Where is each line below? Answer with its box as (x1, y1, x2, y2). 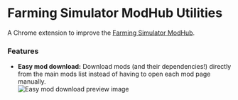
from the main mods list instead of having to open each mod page (17, 70, 211, 79)
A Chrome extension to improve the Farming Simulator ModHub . (7, 28, 195, 37)
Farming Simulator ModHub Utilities (7, 5, 222, 21)
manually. (17, 77, 46, 86)
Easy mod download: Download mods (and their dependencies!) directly (17, 62, 232, 71)
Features (7, 46, 39, 56)
